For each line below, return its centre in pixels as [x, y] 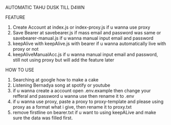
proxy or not [26, 49]
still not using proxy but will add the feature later [63, 60]
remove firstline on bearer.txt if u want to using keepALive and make [84, 112]
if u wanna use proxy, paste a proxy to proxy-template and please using [88, 101]
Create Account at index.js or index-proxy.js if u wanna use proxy [81, 27]
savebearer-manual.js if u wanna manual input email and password [83, 38]
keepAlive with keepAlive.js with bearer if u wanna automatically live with [89, 44]
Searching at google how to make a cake [55, 80]
